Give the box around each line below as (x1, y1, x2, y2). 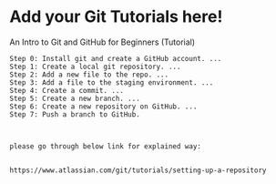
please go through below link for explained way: (9, 141, 202, 151)
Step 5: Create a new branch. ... (9, 94, 141, 103)
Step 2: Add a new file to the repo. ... (9, 70, 169, 79)
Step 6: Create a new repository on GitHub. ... (9, 102, 198, 111)
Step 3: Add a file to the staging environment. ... (9, 77, 214, 87)
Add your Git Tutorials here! (9, 6, 223, 27)
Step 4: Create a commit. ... (9, 86, 125, 95)
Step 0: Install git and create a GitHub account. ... (9, 54, 222, 63)
